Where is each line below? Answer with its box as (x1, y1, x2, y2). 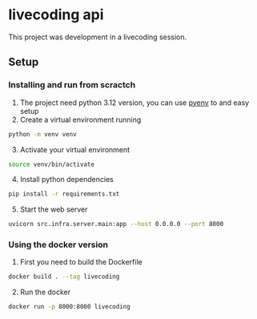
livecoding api (8, 6, 104, 24)
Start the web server (19, 204, 88, 214)
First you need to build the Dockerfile (19, 257, 143, 267)
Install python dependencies (19, 175, 114, 184)
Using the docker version (8, 239, 108, 250)
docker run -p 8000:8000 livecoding (8, 303, 131, 311)
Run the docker (19, 287, 71, 297)
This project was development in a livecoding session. (8, 32, 187, 42)
